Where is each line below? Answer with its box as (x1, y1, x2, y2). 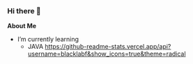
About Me (7, 22, 37, 30)
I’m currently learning (17, 35, 79, 43)
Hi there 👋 (7, 6, 42, 16)
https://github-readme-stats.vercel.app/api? (45, 43, 171, 51)
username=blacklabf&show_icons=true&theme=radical (27, 50, 186, 58)
